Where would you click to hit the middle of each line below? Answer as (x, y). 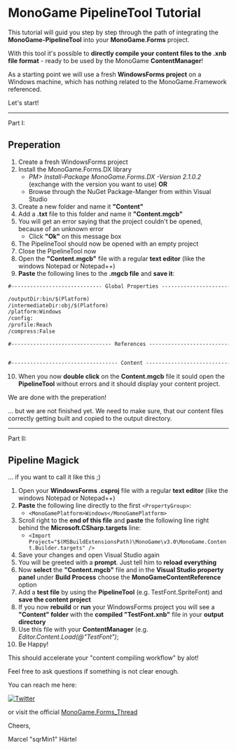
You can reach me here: (42, 685)
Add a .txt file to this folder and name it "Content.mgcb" (100, 214)
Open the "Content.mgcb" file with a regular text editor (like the (112, 258)
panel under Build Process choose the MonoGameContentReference (119, 577)
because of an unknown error (61, 228)
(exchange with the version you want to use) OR (98, 184)
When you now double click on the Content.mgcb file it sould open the (121, 376)
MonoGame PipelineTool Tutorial (105, 13)
